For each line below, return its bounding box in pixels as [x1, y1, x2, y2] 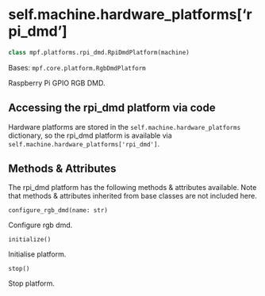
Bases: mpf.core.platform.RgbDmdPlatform [8, 63, 147, 72]
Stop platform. [8, 279, 56, 288]
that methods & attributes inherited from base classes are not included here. [8, 192, 258, 201]
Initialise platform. [8, 249, 67, 259]
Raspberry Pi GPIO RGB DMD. [8, 78, 106, 88]
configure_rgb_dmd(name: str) [8, 207, 109, 214]
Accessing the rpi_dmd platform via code [8, 101, 216, 115]
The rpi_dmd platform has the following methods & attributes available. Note [8, 183, 257, 192]
